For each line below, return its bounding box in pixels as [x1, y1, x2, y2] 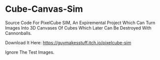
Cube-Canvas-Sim [5, 3, 83, 15]
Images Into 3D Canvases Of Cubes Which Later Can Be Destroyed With [5, 25, 152, 30]
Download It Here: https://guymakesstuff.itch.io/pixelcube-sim [5, 39, 131, 45]
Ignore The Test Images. [5, 49, 55, 55]
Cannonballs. [5, 30, 32, 36]
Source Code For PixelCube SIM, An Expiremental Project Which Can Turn [5, 20, 156, 26]
